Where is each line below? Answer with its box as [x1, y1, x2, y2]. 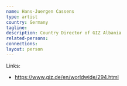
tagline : [6, 24, 28, 31]
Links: [6, 62, 20, 69]
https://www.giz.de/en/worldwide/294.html [14, 73, 119, 80]
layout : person [6, 46, 43, 52]
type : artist [6, 14, 38, 20]
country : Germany [6, 19, 49, 25]
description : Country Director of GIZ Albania [6, 30, 122, 36]
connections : [6, 41, 38, 47]
